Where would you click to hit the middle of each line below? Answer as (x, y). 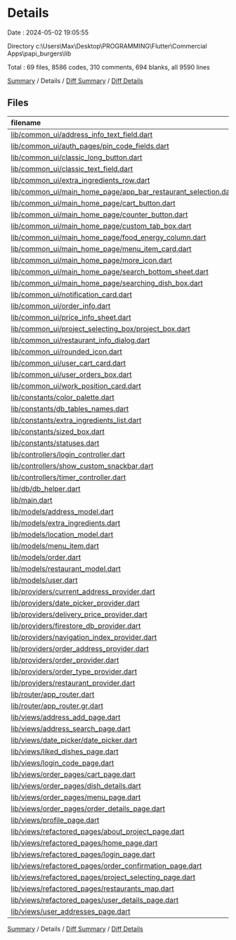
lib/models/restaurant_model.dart (66, 569)
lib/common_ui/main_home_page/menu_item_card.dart (101, 249)
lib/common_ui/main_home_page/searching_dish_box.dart (107, 283)
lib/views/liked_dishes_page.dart (65, 752)
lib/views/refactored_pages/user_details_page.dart (95, 900)
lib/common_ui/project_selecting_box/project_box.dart (101, 328)
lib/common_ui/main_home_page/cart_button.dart (93, 203)
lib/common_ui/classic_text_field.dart (72, 169)
